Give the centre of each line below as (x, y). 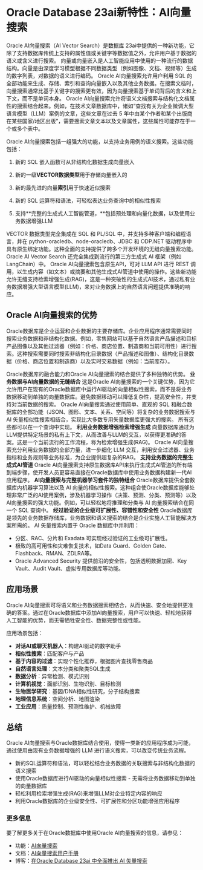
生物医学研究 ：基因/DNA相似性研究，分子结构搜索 (77, 691)
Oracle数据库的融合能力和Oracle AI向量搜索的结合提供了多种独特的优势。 (98, 374)
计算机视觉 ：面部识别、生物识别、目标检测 (68, 684)
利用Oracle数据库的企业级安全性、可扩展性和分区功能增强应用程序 (97, 801)
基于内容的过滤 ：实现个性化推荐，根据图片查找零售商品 (84, 661)
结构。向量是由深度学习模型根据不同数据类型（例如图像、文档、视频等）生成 (101, 68)
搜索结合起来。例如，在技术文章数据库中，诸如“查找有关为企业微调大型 (105, 106)
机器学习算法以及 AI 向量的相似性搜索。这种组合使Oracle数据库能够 (106, 487)
